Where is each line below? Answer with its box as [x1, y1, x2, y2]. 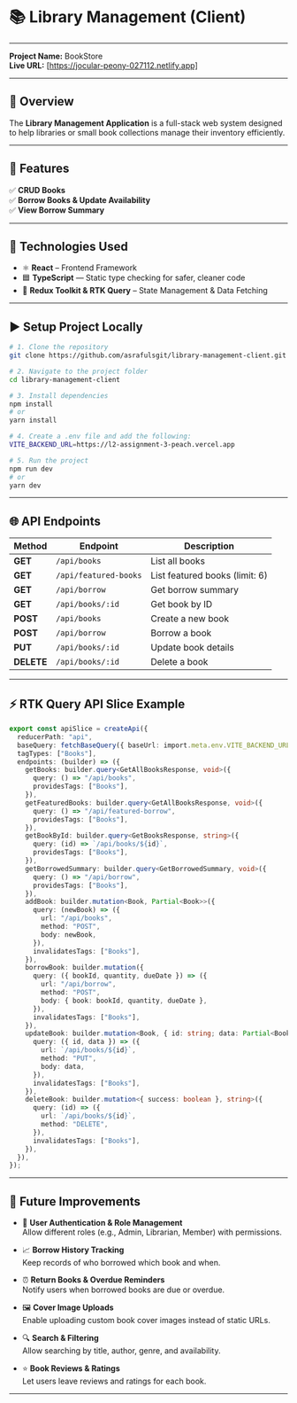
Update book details [149, 642, 234, 654]
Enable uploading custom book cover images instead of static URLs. [21, 1315, 271, 1326]
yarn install [9, 416, 57, 425]
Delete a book [149, 656, 209, 668]
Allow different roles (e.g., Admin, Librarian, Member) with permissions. [21, 1227, 283, 1237]
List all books [149, 555, 206, 567]
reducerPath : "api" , [17, 732, 93, 741]
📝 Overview [9, 94, 74, 109]
